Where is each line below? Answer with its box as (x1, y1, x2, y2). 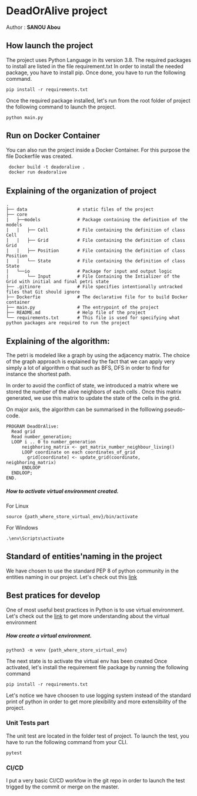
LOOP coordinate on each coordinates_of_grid (21, 449, 135, 455)
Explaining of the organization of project (6, 186, 157, 196)
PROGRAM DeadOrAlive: (6, 423, 59, 429)
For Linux (6, 502, 29, 509)
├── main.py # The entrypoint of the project (6, 305, 159, 311)
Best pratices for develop (6, 591, 101, 601)
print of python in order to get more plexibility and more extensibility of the (6, 698, 187, 705)
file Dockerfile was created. (6, 152, 73, 160)
